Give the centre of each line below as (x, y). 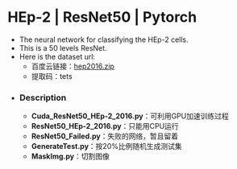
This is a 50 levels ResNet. (63, 47)
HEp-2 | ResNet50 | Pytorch (102, 17)
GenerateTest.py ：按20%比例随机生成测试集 (106, 146)
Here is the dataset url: (57, 56)
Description (43, 97)
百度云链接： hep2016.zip (73, 66)
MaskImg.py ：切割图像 (70, 156)
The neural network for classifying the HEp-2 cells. (104, 39)
